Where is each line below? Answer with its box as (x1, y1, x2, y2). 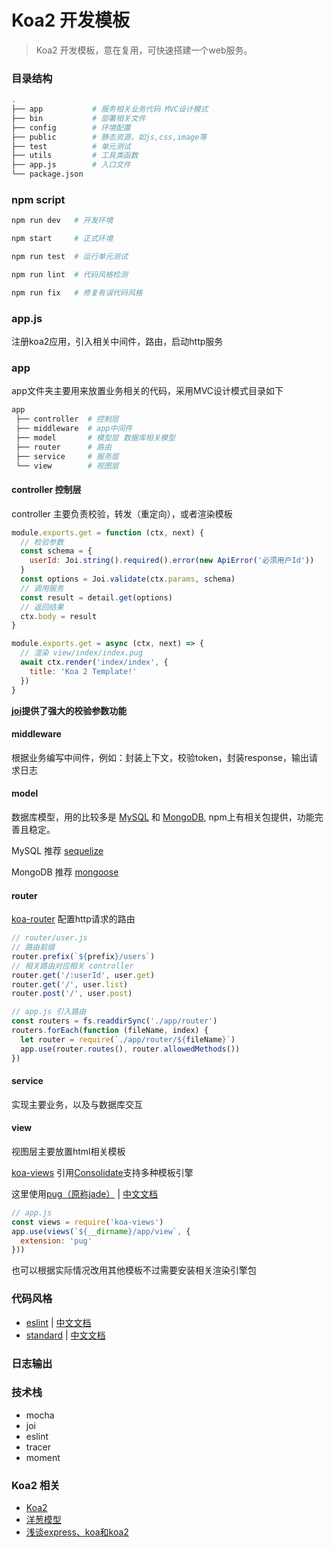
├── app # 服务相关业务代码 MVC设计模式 (11, 104, 209, 115)
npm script (11, 193, 66, 207)
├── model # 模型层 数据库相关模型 (15, 433, 176, 443)
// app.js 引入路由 (11, 1007, 87, 1017)
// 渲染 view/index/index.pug (20, 648, 143, 658)
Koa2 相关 (11, 1478, 61, 1492)
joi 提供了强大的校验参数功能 (11, 704, 128, 716)
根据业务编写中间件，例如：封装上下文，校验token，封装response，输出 (11, 751, 310, 763)
